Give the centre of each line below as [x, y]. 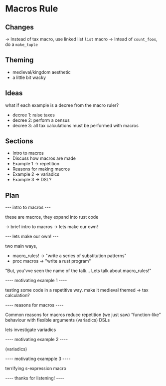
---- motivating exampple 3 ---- [38, 359]
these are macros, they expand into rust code [52, 217]
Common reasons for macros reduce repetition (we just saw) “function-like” [83, 315]
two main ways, [21, 246]
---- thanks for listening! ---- [35, 378]
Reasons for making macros [41, 169]
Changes [19, 27]
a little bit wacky [29, 77]
